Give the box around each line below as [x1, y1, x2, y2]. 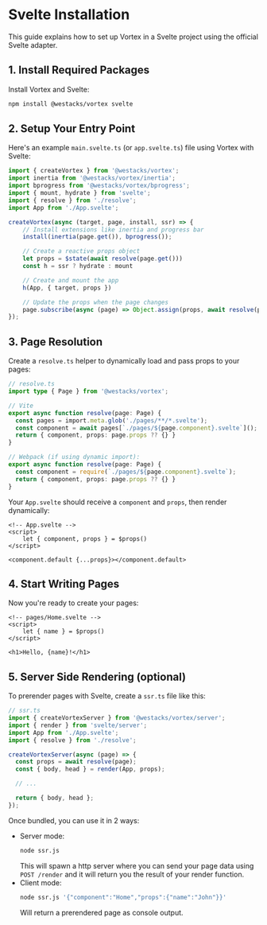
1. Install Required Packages [8, 64, 150, 77]
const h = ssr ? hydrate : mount [22, 262, 133, 270]
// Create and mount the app [22, 276, 119, 284]
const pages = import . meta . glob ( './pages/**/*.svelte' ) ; [15, 416, 208, 425]
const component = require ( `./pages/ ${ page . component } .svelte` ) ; [15, 468, 237, 476]
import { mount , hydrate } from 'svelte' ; [8, 189, 151, 197]
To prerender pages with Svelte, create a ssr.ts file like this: [8, 691, 207, 701]
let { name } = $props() [22, 628, 105, 635]
